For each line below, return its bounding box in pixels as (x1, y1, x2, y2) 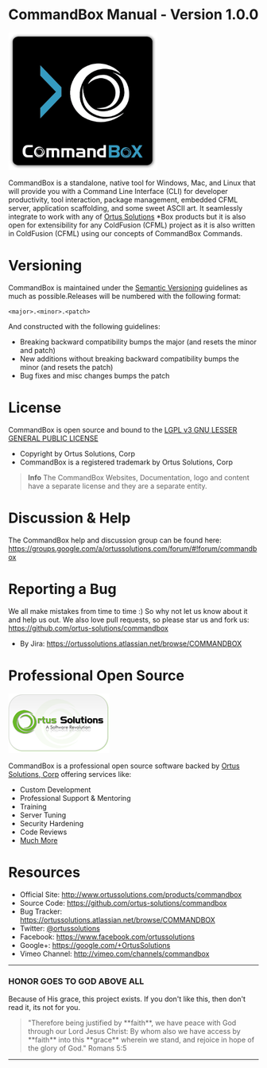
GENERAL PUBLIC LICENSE (8, 433, 99, 443)
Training (19, 802, 48, 811)
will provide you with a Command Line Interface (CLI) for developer (8, 186, 228, 196)
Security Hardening (19, 818, 84, 828)
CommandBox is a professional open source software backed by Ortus (8, 761, 240, 771)
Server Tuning (19, 810, 67, 820)
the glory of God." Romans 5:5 (27, 1043, 127, 1053)
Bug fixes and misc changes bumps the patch (19, 371, 170, 380)
